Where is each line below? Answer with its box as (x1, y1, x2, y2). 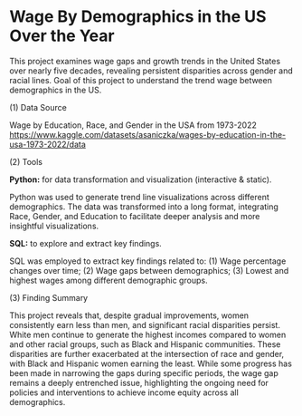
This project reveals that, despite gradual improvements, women (9, 310, 250, 321)
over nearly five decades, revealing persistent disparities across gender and (9, 65, 294, 76)
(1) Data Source (9, 102, 68, 112)
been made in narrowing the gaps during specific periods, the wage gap (9, 367, 278, 378)
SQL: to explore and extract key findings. (9, 237, 163, 248)
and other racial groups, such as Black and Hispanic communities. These (9, 338, 281, 350)
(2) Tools (9, 156, 43, 167)
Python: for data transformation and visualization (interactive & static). (9, 174, 272, 185)
